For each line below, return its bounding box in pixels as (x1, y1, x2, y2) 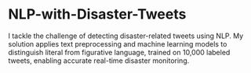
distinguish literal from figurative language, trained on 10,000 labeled (8, 47, 231, 57)
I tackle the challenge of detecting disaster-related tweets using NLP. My (8, 31, 244, 40)
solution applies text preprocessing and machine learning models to (8, 39, 227, 48)
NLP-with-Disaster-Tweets (8, 5, 187, 23)
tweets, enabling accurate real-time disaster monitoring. (8, 56, 190, 65)
